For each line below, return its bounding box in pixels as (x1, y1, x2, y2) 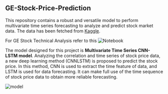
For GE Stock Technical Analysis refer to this (5, 37, 97, 43)
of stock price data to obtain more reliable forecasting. (5, 73, 118, 79)
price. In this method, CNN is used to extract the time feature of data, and (5, 63, 157, 69)
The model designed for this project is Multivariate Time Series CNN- (5, 47, 150, 53)
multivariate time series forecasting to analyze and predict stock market (5, 22, 153, 28)
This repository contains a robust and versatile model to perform (5, 17, 139, 23)
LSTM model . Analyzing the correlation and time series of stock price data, (5, 52, 160, 58)
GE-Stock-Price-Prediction (5, 4, 91, 12)
